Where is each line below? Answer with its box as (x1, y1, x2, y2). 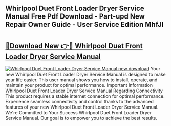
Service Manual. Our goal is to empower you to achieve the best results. (5, 115, 157, 121)
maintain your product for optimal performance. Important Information (5, 82, 153, 88)
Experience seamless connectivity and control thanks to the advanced (5, 99, 154, 104)
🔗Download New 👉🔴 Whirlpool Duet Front (5, 41, 143, 50)
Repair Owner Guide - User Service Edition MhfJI (5, 20, 164, 29)
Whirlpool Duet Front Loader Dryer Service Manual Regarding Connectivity (5, 87, 163, 94)
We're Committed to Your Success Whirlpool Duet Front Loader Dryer (5, 110, 152, 115)
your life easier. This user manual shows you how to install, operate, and (5, 77, 158, 83)
